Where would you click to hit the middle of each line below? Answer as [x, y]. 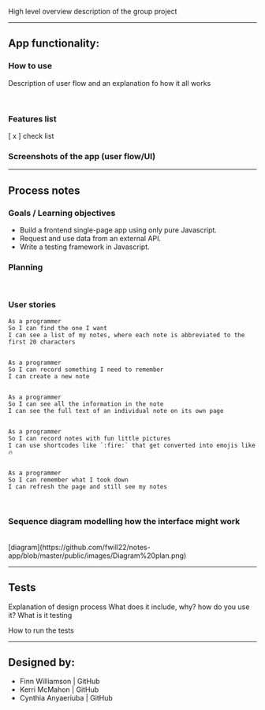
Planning [26, 267]
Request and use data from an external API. [90, 238]
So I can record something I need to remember [86, 370]
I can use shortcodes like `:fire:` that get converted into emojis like [132, 445]
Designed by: [41, 662]
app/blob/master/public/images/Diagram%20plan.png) [97, 556]
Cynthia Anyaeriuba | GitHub [66, 698]
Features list [32, 119]
